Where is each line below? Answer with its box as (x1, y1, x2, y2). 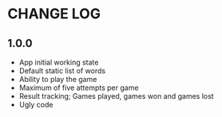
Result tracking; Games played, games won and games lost (18, 92, 214, 100)
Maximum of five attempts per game (18, 83, 139, 92)
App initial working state (18, 57, 99, 67)
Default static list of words (18, 66, 105, 76)
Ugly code (18, 100, 54, 109)
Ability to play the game (18, 75, 97, 84)
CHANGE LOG (7, 5, 101, 23)
